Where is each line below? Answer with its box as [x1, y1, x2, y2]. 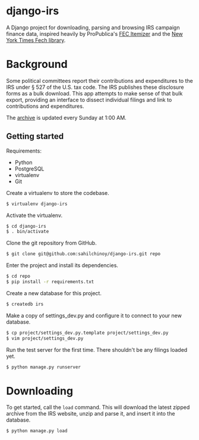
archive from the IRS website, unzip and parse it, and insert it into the [6, 410, 175, 417]
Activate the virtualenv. [6, 212, 63, 219]
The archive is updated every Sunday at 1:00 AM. [6, 114, 127, 121]
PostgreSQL [14, 165, 45, 172]
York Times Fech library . [6, 36, 66, 44]
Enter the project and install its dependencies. [6, 262, 119, 269]
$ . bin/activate [6, 228, 49, 235]
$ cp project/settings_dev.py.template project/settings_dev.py [6, 330, 169, 336]
